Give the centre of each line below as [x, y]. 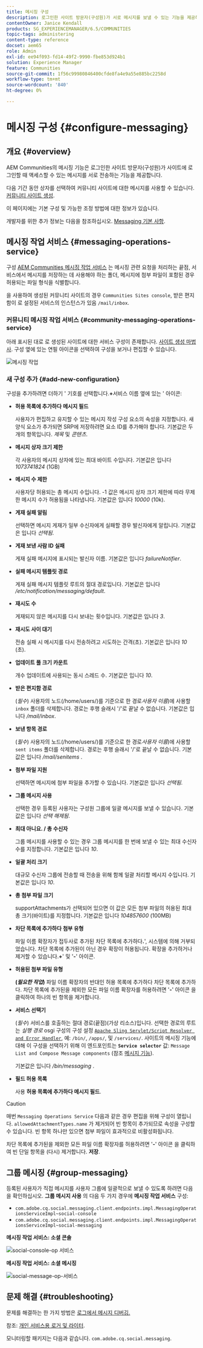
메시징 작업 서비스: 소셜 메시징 [41, 1263]
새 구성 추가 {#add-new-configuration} [63, 379]
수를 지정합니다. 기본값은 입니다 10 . [56, 849]
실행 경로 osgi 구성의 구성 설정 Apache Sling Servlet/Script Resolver [107, 1031]
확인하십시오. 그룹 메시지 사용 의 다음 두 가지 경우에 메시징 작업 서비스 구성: [100, 1196]
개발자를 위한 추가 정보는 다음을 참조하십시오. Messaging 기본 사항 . [86, 221]
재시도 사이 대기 [34, 629]
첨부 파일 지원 [31, 770]
